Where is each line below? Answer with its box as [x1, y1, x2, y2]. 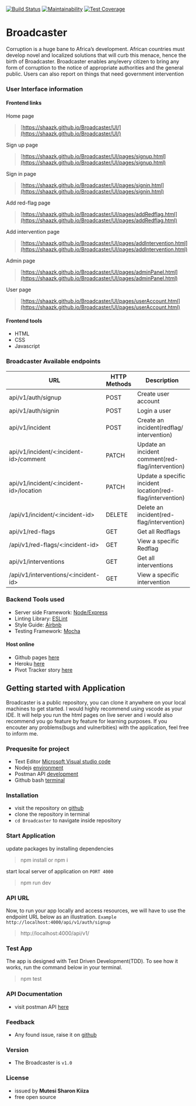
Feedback [6, 1017, 35, 1026]
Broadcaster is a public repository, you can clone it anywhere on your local [6, 699, 186, 706]
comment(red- [136, 455, 178, 463]
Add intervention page [6, 229, 60, 236]
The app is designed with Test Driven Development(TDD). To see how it [6, 958, 178, 965]
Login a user [136, 406, 171, 414]
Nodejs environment [14, 764, 64, 771]
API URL [6, 894, 30, 902]
